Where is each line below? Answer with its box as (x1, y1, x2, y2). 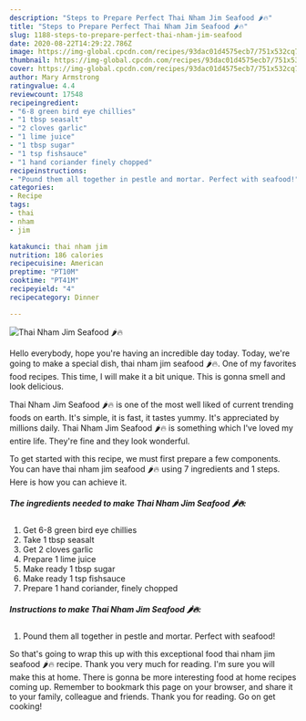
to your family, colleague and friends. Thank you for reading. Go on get (9, 691, 276, 702)
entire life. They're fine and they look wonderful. (9, 435, 190, 446)
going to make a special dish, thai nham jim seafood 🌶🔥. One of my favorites (9, 358, 297, 369)
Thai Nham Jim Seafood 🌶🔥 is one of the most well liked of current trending (9, 399, 294, 410)
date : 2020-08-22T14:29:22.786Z (9, 38, 132, 48)
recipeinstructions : (9, 166, 88, 175)
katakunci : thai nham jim (9, 242, 107, 251)
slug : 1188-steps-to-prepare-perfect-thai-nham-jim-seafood (9, 30, 243, 39)
